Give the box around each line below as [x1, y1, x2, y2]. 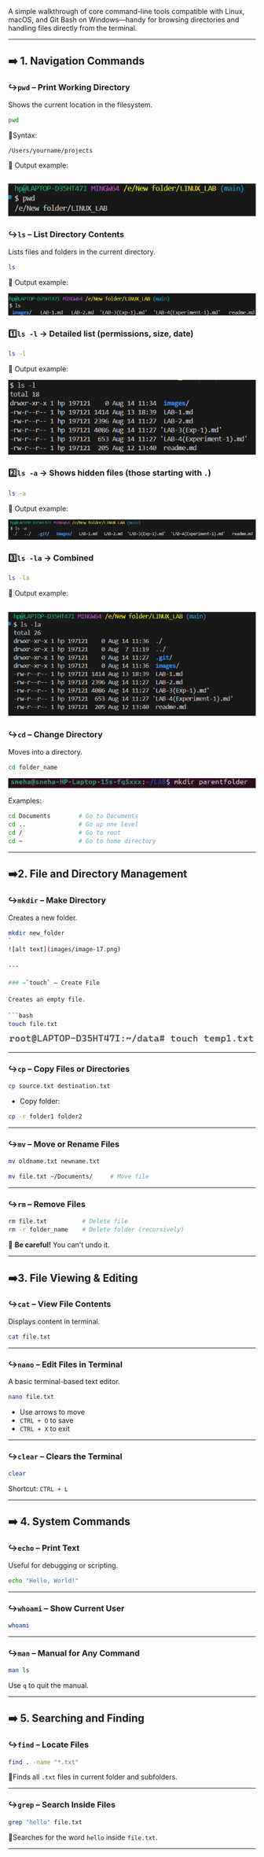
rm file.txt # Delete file [8, 1217, 128, 1226]
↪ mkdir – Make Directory [8, 895, 106, 906]
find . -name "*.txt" [8, 1758, 79, 1766]
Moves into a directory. [8, 747, 82, 756]
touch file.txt [8, 1021, 58, 1028]
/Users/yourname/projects [8, 146, 93, 154]
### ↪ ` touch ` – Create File [8, 979, 101, 987]
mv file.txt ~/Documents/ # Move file [8, 1172, 149, 1181]
